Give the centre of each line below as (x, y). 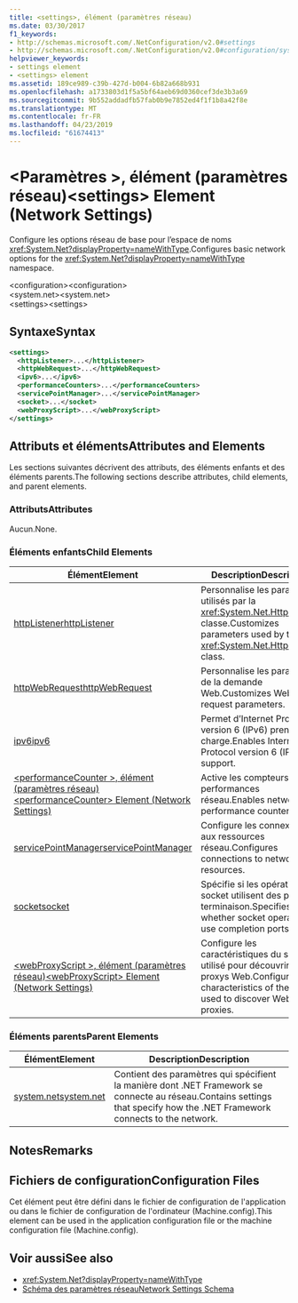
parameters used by (243, 634)
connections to (232, 859)
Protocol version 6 (239, 752)
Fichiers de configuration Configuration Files (134, 1180)
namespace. (32, 268)
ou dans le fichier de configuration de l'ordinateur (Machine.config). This (141, 1211)
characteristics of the (245, 987)
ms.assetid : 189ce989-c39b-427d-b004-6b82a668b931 (105, 84)
